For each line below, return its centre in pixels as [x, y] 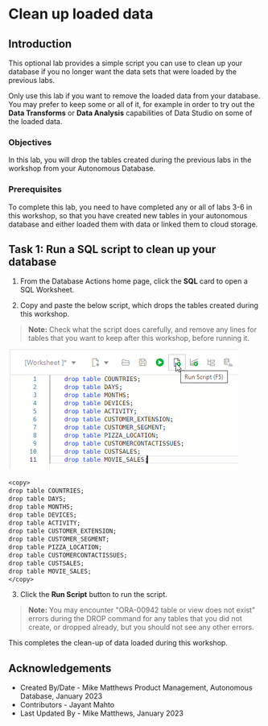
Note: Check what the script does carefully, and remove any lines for [142, 330]
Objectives [30, 142]
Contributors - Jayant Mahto [67, 705]
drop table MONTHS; [41, 507]
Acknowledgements [60, 668]
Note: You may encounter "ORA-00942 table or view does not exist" [142, 610]
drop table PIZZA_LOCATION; [56, 548]
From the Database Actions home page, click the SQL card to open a [134, 281]
